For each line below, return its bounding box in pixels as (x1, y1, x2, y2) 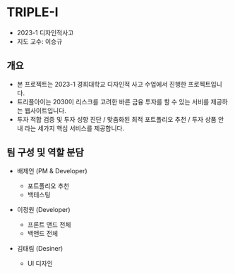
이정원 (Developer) (16, 205, 71, 213)
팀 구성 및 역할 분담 (6, 147, 84, 158)
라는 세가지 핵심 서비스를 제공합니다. (24, 124, 125, 132)
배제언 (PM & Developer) (16, 166, 88, 175)
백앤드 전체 (27, 229, 58, 237)
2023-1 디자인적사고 (16, 28, 74, 37)
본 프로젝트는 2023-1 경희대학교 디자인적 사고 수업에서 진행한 (16, 80, 187, 88)
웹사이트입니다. (24, 106, 66, 115)
